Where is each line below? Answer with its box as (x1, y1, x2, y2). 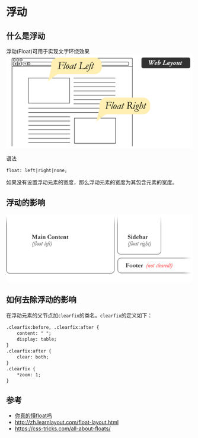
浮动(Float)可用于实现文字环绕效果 (6, 48, 90, 55)
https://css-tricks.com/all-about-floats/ (14, 425, 111, 432)
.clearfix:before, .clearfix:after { (6, 324, 100, 330)
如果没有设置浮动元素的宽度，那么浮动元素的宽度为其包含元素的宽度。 (6, 179, 178, 186)
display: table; (17, 336, 58, 342)
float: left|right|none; (6, 167, 68, 173)
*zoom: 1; (17, 372, 41, 377)
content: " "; (17, 330, 52, 336)
